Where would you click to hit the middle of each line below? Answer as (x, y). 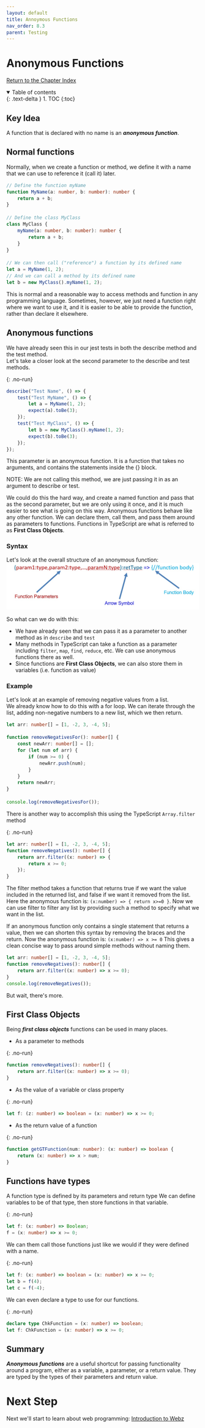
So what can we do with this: (43, 619)
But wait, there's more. (35, 995)
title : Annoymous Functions (42, 19)
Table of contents (34, 93)
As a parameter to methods (50, 1041)
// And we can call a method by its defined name (71, 276)
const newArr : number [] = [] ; (56, 744)
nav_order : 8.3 (26, 26)
